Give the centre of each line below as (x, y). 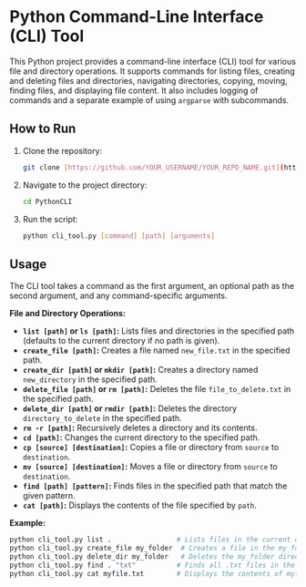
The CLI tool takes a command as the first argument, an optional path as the (152, 286)
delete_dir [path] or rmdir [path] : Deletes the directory (130, 408)
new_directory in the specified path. (90, 379)
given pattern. (49, 496)
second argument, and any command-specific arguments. (118, 296)
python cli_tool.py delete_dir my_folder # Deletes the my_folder (142, 556)
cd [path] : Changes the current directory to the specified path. (141, 438)
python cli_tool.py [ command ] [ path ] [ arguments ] (119, 236)
